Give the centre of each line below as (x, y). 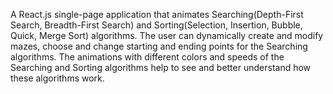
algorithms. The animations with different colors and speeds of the (147, 57)
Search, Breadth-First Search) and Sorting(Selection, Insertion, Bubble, (156, 25)
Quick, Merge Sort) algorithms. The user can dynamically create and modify (167, 35)
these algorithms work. (57, 78)
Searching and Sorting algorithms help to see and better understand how (161, 67)
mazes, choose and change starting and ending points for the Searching (159, 46)
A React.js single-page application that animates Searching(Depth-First (157, 14)
